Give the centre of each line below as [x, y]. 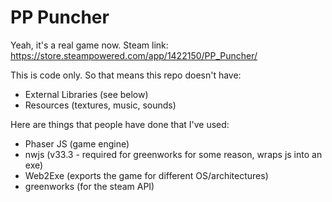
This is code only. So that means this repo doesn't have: [126, 75]
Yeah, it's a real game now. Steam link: [89, 45]
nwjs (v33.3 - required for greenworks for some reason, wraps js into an [173, 154]
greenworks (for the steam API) [89, 186]
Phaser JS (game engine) [77, 143]
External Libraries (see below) [86, 94]
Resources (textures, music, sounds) [100, 105]
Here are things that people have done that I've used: [120, 124]
